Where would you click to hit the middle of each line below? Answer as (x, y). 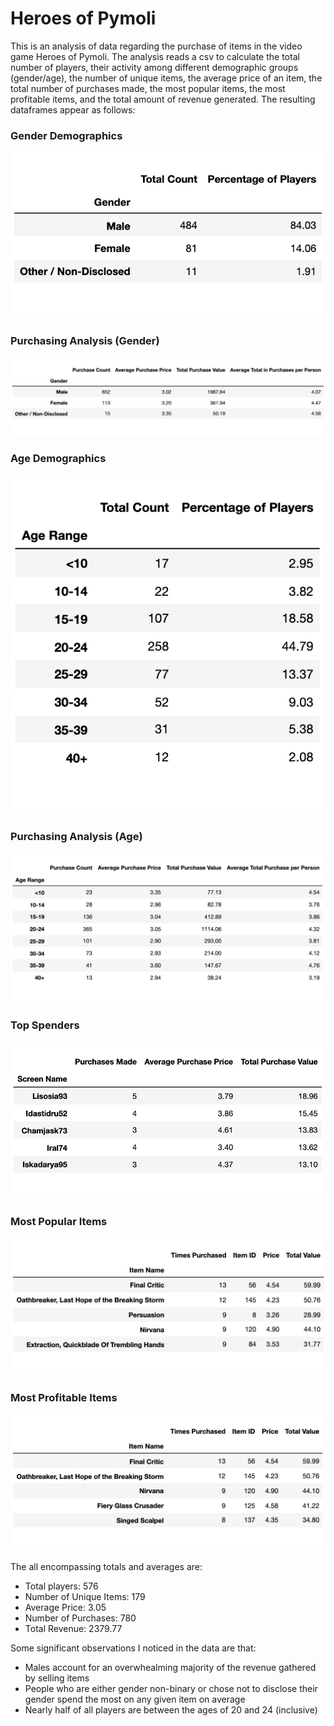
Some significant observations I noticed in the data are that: (133, 1648)
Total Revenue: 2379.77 (73, 1629)
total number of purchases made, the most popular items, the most (148, 88)
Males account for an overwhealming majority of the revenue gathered (170, 1668)
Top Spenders (45, 1025)
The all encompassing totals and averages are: (106, 1567)
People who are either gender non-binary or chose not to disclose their (171, 1689)
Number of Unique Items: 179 (85, 1597)
